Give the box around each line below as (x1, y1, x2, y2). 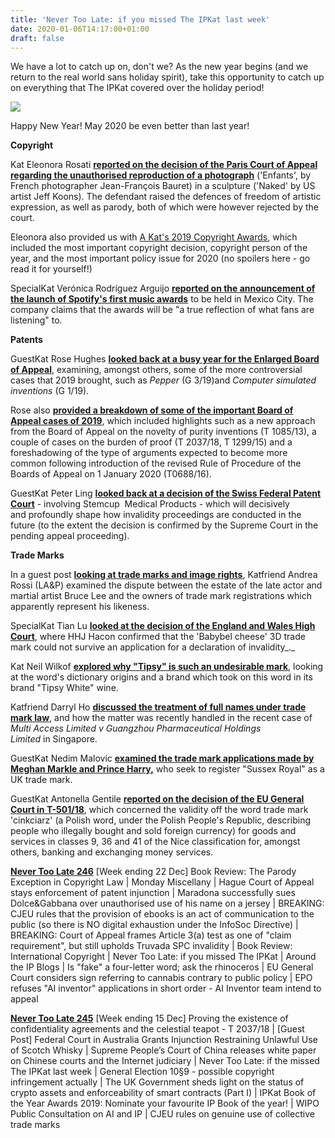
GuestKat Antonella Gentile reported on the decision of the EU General (10, 793, 305, 805)
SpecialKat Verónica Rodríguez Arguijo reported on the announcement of (10, 282, 316, 295)
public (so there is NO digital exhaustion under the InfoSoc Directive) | (10, 919, 299, 931)
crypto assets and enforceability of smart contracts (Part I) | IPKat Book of (10, 1087, 317, 1099)
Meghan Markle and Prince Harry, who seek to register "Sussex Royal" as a (10, 763, 325, 775)
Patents (10, 334, 43, 346)
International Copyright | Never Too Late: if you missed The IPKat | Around (10, 951, 317, 963)
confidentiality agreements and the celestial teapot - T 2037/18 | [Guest (10, 1023, 305, 1035)
